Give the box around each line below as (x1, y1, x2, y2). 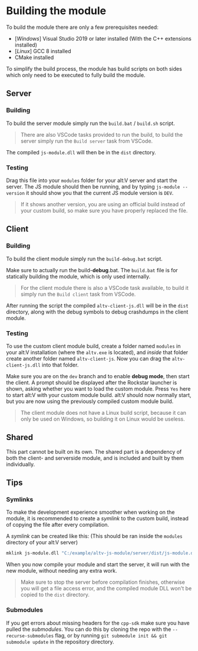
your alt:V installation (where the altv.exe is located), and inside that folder (6, 349, 189, 356)
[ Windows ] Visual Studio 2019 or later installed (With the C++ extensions (14, 35, 192, 42)
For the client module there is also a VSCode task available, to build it (20, 284, 189, 291)
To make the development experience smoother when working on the (6, 508, 175, 516)
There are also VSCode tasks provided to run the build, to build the (20, 131, 183, 138)
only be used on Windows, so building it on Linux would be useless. (20, 415, 186, 422)
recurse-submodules (6, 633, 54, 639)
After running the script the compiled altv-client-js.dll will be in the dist (6, 302, 189, 309)
